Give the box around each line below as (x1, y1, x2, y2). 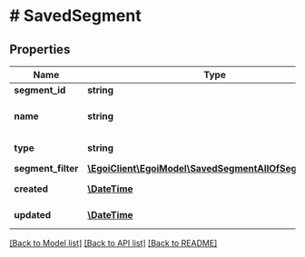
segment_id (14, 84, 66, 96)
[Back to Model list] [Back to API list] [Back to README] (9, 238, 218, 248)
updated (14, 209, 52, 221)
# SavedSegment (9, 5, 143, 26)
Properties (9, 42, 71, 57)
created (14, 183, 48, 195)
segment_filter (14, 163, 79, 174)
